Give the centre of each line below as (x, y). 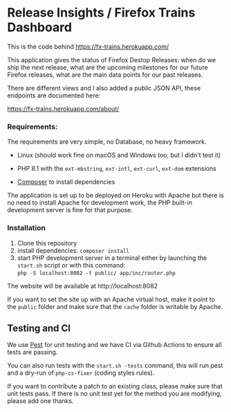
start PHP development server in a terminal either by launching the (112, 258)
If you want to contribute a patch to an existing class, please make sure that (115, 386)
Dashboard (40, 27)
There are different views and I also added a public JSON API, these (104, 88)
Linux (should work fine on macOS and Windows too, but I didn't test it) (119, 155)
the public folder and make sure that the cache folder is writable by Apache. (115, 306)
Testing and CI (39, 328)
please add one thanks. (40, 401)
